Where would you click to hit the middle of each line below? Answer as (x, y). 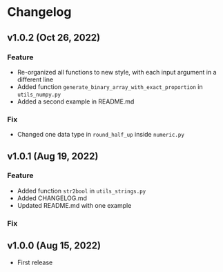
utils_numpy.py (39, 95)
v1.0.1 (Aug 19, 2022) (53, 156)
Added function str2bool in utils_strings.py (81, 191)
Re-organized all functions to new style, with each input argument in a (117, 72)
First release (35, 262)
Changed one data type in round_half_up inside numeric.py (101, 135)
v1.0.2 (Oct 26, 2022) (54, 38)
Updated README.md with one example (74, 205)
